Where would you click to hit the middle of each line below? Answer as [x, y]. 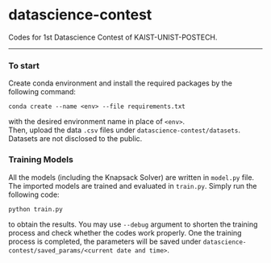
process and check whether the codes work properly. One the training [125, 232]
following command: [42, 92]
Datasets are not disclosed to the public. [75, 139]
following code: [34, 194]
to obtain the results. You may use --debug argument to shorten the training [133, 224]
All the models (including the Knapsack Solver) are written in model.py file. [131, 177]
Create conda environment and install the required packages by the [120, 83]
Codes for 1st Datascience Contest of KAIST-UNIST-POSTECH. [113, 37]
